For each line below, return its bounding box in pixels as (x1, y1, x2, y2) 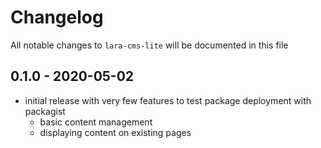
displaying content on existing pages (39, 126, 192, 138)
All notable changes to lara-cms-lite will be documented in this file (10, 39, 289, 51)
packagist (24, 105, 66, 117)
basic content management (39, 116, 153, 128)
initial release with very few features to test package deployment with (24, 94, 312, 106)
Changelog (10, 6, 104, 29)
